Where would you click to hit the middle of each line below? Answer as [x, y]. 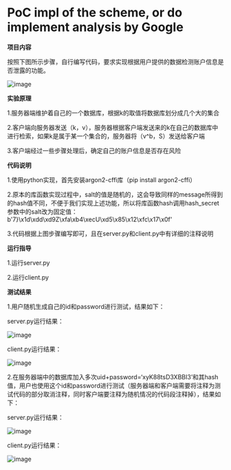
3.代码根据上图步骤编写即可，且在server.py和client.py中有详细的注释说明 [110, 233]
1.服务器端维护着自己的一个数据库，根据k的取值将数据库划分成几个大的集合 [113, 113]
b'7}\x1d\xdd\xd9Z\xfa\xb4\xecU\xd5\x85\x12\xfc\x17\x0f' [90, 219]
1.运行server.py [29, 262]
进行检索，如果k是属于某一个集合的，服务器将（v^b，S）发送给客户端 [106, 136]
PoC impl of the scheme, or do [95, 13]
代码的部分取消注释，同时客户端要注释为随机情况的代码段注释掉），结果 [114, 394]
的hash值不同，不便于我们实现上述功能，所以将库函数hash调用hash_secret [113, 203]
